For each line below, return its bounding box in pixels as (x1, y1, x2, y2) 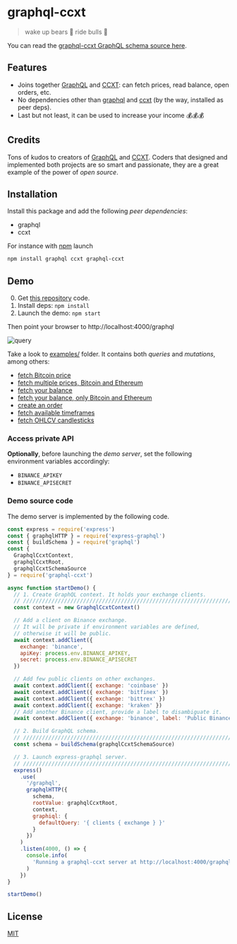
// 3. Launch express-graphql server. (13, 753, 128, 760)
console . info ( (25, 852, 68, 859)
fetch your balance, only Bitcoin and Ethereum (17, 393, 152, 402)
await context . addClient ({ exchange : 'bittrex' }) (13, 695, 166, 703)
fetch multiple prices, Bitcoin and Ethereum (17, 378, 143, 387)
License (7, 910, 43, 922)
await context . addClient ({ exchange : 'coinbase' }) (13, 682, 169, 689)
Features (7, 61, 47, 74)
